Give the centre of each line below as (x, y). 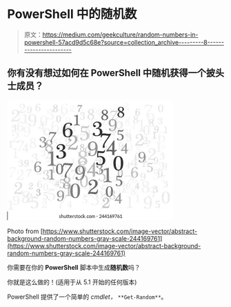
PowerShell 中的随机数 (72, 14)
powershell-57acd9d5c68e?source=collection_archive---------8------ (124, 42)
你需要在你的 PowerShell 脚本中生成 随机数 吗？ (74, 267)
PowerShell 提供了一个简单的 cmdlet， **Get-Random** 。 (87, 297)
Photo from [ (25, 231)
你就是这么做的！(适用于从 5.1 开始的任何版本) (72, 282)
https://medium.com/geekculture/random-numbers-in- (120, 34)
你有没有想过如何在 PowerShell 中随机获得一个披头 (116, 73)
